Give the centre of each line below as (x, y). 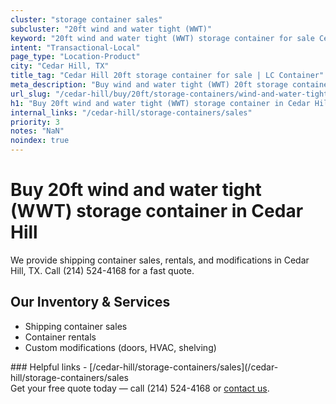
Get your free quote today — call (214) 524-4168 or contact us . (140, 388)
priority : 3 (35, 122)
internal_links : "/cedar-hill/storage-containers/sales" (131, 112)
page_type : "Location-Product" (75, 57)
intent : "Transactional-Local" (75, 47)
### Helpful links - (49, 367)
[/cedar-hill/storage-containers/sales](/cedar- (184, 367)
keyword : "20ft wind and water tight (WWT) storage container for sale (162, 38)
